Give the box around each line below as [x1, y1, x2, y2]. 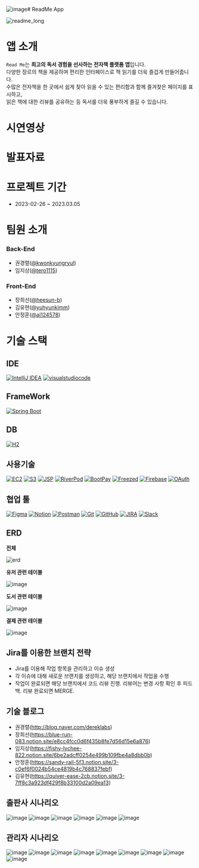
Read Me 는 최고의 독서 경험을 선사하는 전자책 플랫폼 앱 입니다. [6, 60, 146, 68]
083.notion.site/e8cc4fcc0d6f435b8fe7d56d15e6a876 [14, 737, 149, 744]
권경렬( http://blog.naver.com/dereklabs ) [14, 723, 113, 731]
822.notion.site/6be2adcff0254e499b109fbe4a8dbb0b [14, 751, 151, 758]
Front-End [6, 282, 36, 290]
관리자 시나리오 [6, 833, 59, 843]
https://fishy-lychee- [31, 744, 82, 752]
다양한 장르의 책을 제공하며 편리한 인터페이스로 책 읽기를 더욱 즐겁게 [6, 68, 164, 75]
